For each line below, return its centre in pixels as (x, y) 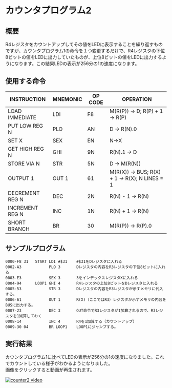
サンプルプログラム (35, 248)
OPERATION (137, 99)
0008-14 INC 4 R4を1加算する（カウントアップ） (71, 321)
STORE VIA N (24, 164)
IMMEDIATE (22, 117)
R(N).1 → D (123, 152)
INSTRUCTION (28, 99)
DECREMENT (24, 193)
